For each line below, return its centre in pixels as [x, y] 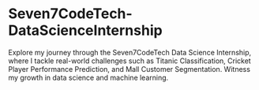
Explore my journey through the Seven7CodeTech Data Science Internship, [130, 52]
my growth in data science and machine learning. [88, 77]
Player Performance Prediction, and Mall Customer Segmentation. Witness [129, 69]
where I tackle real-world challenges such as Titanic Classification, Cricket [129, 61]
